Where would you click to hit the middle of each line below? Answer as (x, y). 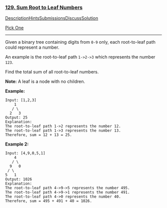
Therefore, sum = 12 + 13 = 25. (39, 135)
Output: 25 (16, 118)
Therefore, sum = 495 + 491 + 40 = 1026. (49, 201)
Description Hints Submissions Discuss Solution (52, 18)
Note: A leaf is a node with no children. (45, 81)
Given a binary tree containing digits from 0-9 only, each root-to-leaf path (80, 42)
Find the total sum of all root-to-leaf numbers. (52, 72)
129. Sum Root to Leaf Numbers (44, 7)
